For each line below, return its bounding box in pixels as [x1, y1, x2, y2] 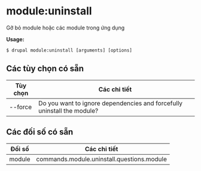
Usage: [6, 35, 25, 43]
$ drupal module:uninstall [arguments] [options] [6, 47, 133, 53]
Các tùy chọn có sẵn [6, 64, 84, 74]
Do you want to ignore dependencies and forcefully [38, 99, 183, 107]
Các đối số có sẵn [6, 127, 74, 137]
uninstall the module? [38, 106, 99, 115]
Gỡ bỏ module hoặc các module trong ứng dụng [6, 24, 125, 31]
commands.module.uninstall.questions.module [36, 155, 167, 163]
